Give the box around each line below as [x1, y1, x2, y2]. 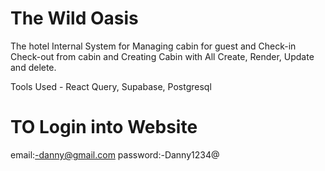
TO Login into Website [10, 116, 198, 139]
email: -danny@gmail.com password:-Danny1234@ [10, 148, 220, 161]
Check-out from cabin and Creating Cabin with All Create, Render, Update [10, 50, 315, 62]
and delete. [10, 61, 57, 73]
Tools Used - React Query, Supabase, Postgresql [10, 80, 212, 92]
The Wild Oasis [10, 7, 139, 30]
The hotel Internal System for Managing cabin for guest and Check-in [10, 40, 297, 52]
